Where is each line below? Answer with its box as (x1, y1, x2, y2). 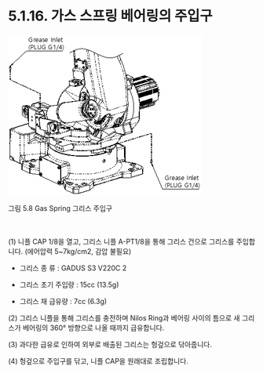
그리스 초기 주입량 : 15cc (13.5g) (19, 280, 119, 289)
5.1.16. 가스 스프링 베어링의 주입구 (8, 7, 214, 25)
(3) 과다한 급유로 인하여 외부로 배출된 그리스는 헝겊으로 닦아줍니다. (8, 339, 213, 349)
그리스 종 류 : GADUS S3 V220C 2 (19, 263, 127, 273)
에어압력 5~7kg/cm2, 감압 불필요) (27, 246, 132, 255)
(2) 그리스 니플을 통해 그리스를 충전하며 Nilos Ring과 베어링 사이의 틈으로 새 (8, 313, 241, 322)
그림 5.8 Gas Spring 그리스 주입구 (8, 203, 112, 212)
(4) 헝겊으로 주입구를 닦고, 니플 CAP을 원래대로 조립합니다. (8, 356, 188, 365)
